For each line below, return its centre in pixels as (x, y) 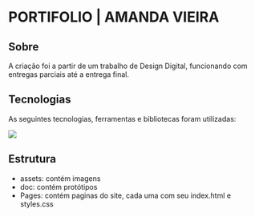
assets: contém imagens (60, 178)
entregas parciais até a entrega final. (69, 74)
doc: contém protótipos (59, 187)
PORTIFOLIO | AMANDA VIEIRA (114, 17)
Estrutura (32, 159)
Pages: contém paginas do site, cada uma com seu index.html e (125, 195)
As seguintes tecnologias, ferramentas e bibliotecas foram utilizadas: (122, 119)
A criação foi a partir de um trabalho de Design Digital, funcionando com (128, 66)
